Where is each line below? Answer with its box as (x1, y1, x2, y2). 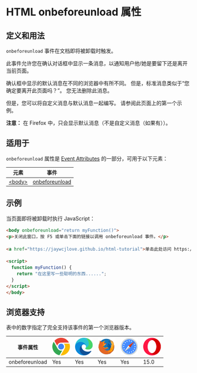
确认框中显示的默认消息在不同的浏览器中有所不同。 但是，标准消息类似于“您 (6, 80, 190, 86)
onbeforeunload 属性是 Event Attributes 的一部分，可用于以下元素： (6, 155, 168, 162)
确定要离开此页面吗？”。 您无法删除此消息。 (6, 87, 113, 94)
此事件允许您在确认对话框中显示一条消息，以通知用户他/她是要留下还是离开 (6, 60, 188, 66)
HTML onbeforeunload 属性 (6, 5, 142, 19)
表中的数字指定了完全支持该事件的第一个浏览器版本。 (6, 324, 135, 331)
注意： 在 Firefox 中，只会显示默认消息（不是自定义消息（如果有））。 (6, 119, 171, 126)
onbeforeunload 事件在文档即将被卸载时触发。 (6, 48, 117, 54)
